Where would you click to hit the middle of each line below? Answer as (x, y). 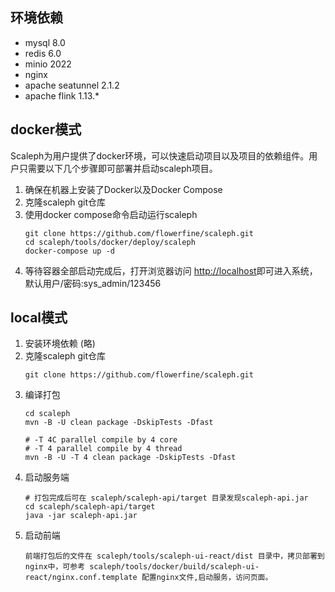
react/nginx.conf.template (81, 578)
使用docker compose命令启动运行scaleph (111, 214)
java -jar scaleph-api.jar (81, 516)
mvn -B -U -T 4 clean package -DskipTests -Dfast (130, 458)
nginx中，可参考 (55, 567)
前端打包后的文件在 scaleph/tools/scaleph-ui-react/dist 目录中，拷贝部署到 (174, 556)
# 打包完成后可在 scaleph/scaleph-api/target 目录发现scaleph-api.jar (166, 498)
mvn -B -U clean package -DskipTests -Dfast (119, 423)
